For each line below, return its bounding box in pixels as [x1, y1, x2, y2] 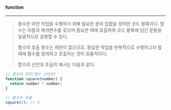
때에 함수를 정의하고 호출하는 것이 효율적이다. [17, 51, 108, 57]
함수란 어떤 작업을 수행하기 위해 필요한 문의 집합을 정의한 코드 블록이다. [17, 21, 159, 27]
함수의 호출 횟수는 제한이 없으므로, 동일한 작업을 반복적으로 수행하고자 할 [17, 44, 162, 50]
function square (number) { [5, 76, 63, 81]
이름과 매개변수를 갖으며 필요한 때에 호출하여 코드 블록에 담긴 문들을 [27, 27, 162, 33]
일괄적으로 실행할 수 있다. [17, 34, 69, 40]
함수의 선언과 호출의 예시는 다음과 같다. [17, 62, 96, 68]
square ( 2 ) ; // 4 [5, 100, 40, 105]
